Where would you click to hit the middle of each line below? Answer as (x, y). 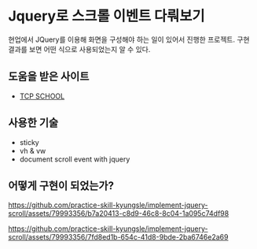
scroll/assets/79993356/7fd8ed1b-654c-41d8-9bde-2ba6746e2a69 (118, 237)
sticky (29, 142)
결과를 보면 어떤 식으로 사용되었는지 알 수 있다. (79, 49)
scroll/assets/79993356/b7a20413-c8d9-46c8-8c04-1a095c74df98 (119, 214)
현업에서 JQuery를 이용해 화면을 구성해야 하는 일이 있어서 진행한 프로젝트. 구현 (129, 39)
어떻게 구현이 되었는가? (61, 186)
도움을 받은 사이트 (49, 77)
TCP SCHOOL (42, 96)
